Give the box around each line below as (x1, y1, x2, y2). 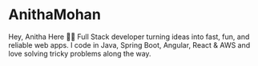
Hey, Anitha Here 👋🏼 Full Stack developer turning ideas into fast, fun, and (8, 32, 250, 41)
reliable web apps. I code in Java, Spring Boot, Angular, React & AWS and (8, 40, 251, 49)
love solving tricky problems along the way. (8, 49, 151, 58)
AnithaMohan (8, 6, 102, 24)
